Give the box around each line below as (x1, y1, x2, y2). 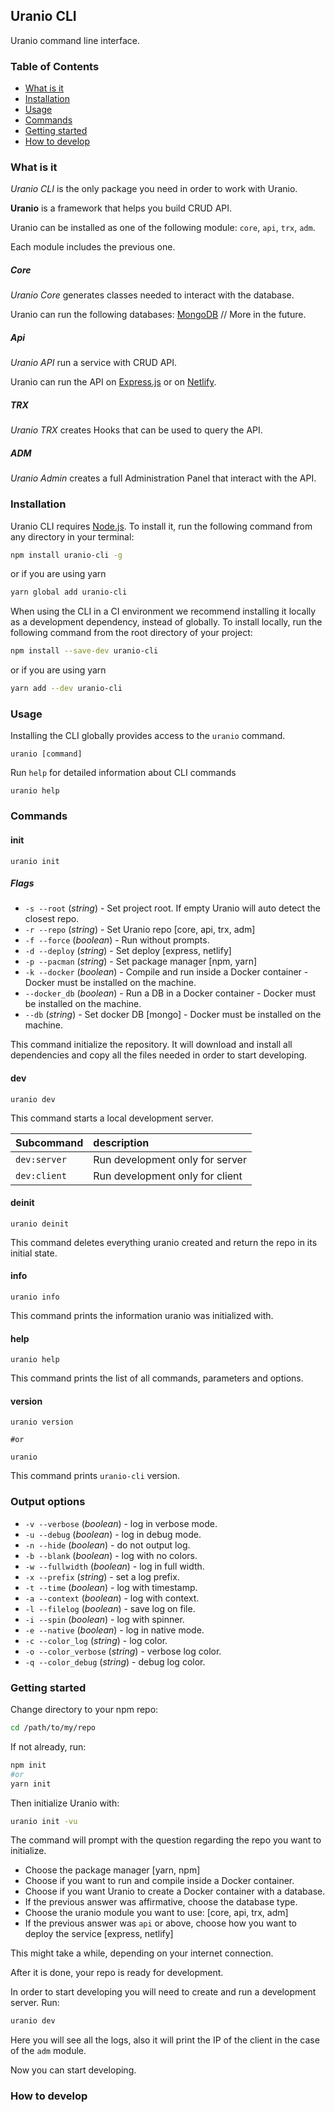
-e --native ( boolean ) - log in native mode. (24, 1624, 205, 1636)
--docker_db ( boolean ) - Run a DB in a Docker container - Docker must (24, 987, 317, 999)
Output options (10, 1495, 86, 1509)
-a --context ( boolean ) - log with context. (24, 1592, 200, 1604)
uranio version (10, 1417, 74, 1428)
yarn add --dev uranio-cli (10, 684, 123, 694)
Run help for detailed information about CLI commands (10, 767, 237, 779)
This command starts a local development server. (10, 1112, 214, 1124)
